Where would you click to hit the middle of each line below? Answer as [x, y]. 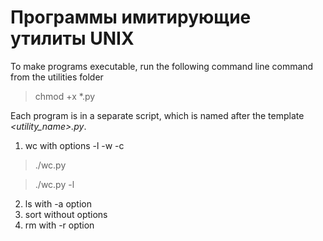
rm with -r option [59, 225]
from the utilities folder [57, 77]
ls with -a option [58, 203]
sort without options [66, 214]
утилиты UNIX [72, 38]
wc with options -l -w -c [74, 145]
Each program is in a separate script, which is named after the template [157, 115]
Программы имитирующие [131, 17]
